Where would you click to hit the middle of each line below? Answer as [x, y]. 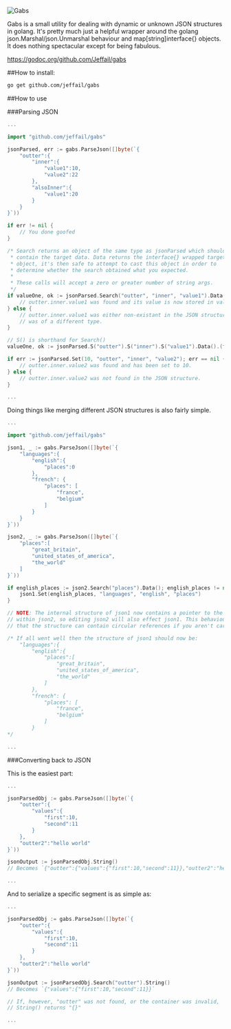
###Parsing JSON [33, 112]
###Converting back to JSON [49, 760]
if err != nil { [30, 226]
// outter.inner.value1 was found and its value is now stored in [117, 302]
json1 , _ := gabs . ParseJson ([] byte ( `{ [63, 448]
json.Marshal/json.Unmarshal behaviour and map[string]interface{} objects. [114, 39]
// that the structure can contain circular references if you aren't [110, 626]
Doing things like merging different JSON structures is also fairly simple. [109, 410]
